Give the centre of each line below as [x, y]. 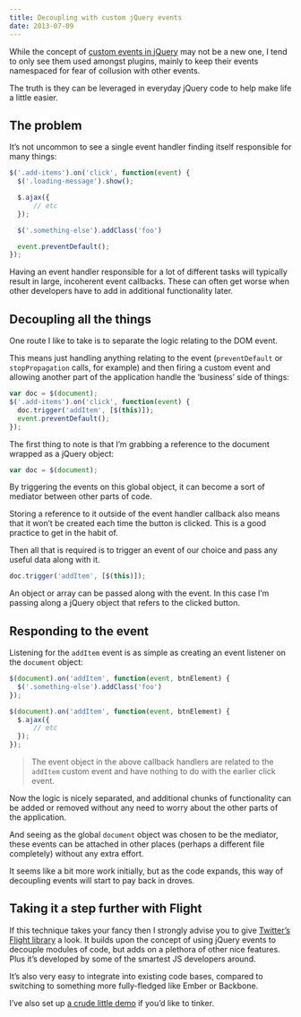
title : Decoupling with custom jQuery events [95, 17]
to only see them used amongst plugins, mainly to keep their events [134, 61]
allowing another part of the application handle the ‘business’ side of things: [149, 377]
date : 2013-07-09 [42, 26]
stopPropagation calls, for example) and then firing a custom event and [140, 367]
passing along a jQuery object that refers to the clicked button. [125, 603]
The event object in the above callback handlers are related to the [152, 762]
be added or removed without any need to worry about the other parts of [144, 808]
